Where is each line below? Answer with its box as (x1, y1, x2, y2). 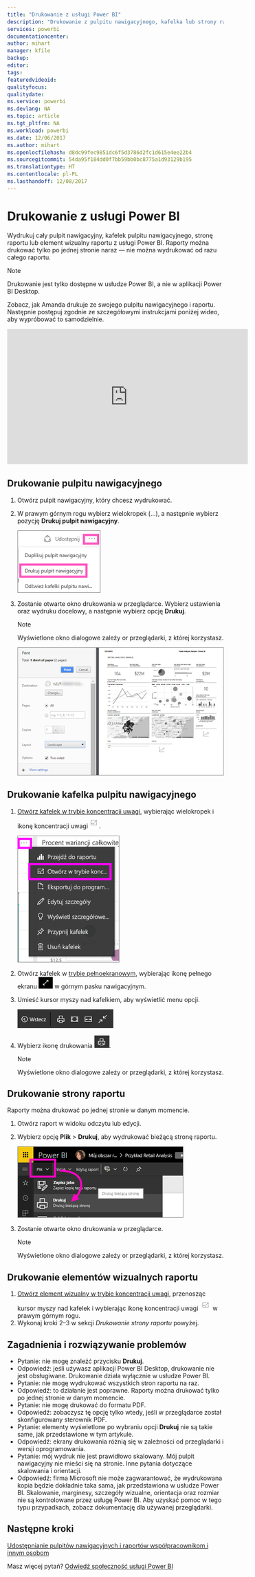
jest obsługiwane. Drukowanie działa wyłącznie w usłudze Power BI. (16, 1372, 210, 1380)
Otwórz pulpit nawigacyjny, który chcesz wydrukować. (16, 496, 173, 504)
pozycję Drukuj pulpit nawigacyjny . (16, 516, 120, 525)
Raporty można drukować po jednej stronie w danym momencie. (7, 1106, 190, 1114)
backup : (7, 55, 30, 62)
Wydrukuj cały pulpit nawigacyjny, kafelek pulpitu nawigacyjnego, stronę (7, 231, 213, 239)
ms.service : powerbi (7, 98, 67, 105)
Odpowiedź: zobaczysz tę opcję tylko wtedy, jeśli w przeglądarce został (16, 1409, 222, 1417)
